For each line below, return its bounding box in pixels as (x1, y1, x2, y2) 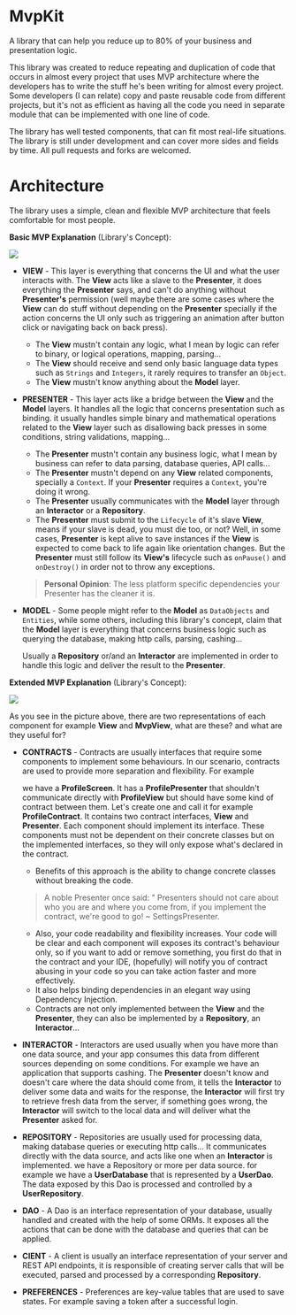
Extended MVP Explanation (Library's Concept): (9, 677, 187, 688)
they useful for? (9, 729, 66, 740)
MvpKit (9, 6, 65, 27)
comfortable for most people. (9, 214, 117, 225)
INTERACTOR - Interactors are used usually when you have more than (21, 1039, 278, 1050)
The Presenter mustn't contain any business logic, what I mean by (34, 449, 277, 459)
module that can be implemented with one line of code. (9, 109, 210, 119)
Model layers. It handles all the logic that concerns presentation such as (21, 403, 285, 413)
